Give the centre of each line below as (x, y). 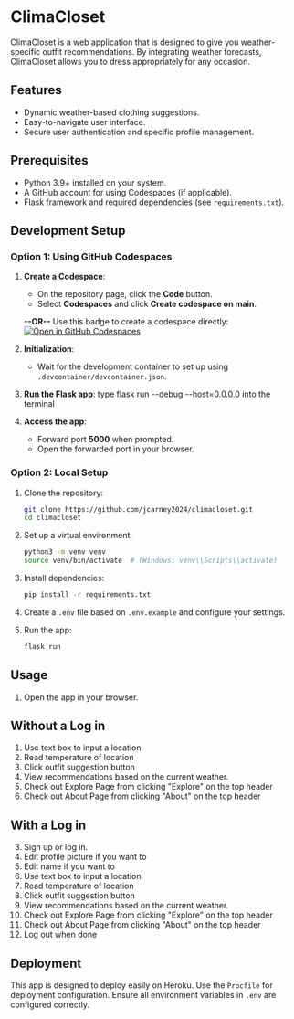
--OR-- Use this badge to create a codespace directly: (126, 322)
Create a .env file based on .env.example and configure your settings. (154, 612)
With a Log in (48, 825)
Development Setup (68, 230)
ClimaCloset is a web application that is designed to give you (125, 42)
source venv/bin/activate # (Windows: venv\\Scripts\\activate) (150, 561)
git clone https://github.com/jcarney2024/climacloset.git (138, 509)
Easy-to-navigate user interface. (84, 122)
